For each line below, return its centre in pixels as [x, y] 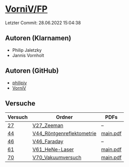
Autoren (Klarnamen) [38, 38]
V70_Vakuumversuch [57, 158]
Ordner [64, 117]
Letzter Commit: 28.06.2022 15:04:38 [43, 23]
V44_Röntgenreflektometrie [64, 134]
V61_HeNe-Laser [53, 150]
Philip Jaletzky [27, 50]
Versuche [20, 103]
